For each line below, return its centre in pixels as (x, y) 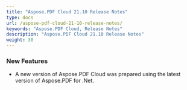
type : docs (20, 18)
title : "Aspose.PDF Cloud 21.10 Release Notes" (67, 12)
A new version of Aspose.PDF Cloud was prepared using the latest (98, 74)
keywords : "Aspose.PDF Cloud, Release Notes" (64, 29)
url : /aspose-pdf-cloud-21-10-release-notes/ (64, 23)
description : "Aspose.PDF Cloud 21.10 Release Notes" (75, 34)
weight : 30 (20, 40)
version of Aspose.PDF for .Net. (55, 81)
